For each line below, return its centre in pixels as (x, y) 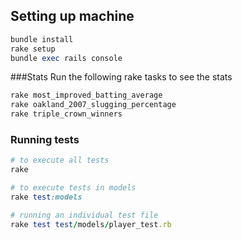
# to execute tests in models (73, 188)
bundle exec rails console (66, 58)
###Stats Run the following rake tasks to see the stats (121, 77)
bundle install (42, 39)
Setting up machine (72, 16)
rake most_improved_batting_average (86, 95)
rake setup (33, 49)
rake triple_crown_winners (66, 114)
